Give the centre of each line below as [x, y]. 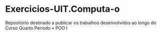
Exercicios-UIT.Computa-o [62, 9]
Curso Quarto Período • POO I [36, 28]
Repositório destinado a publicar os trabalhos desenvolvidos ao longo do [81, 23]
